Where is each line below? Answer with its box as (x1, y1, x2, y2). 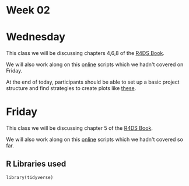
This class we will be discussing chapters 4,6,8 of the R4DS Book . (6, 50, 165, 57)
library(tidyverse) (6, 174, 54, 180)
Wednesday (6, 30, 66, 44)
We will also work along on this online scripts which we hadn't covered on (6, 61, 184, 68)
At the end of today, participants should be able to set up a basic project (6, 78, 180, 85)
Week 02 (6, 4, 51, 17)
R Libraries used (6, 159, 66, 169)
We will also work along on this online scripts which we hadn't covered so (6, 136, 184, 143)
